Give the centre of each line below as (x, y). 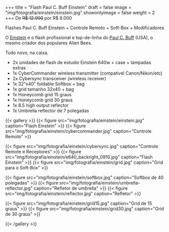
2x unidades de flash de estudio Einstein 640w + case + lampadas (82, 62)
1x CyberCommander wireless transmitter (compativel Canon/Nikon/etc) (88, 73)
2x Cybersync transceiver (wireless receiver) (59, 78)
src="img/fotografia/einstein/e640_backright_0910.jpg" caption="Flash (79, 157)
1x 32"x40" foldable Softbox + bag (48, 84)
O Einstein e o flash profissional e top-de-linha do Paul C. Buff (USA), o (79, 38)
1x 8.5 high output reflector (41, 105)
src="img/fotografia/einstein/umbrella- (100, 183)
